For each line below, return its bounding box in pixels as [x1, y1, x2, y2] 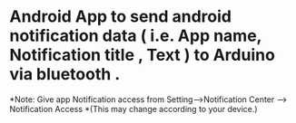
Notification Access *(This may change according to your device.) [9, 103, 258, 114]
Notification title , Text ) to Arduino [9, 45, 275, 65]
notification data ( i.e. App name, [9, 25, 261, 46]
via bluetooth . [9, 64, 121, 85]
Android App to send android [9, 6, 232, 27]
